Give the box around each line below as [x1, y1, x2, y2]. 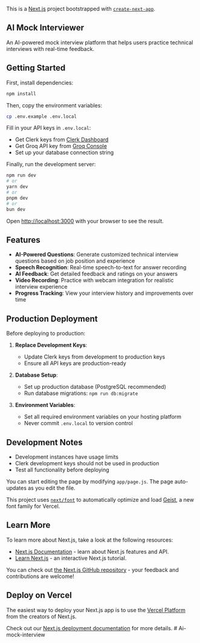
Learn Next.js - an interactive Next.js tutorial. [15, 554, 127, 562]
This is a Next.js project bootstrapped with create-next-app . [6, 5, 156, 12]
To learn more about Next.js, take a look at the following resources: [6, 536, 173, 544]
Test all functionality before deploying [15, 466, 110, 473]
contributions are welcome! [6, 573, 74, 580]
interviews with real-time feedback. [6, 45, 95, 52]
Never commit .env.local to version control [24, 420, 133, 427]
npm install [6, 90, 36, 96]
